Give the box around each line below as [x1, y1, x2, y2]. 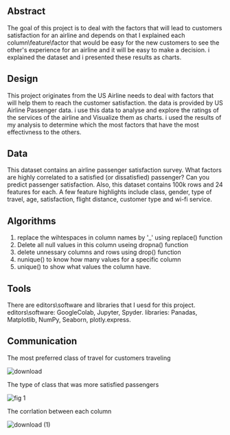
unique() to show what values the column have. [16, 263, 152, 271]
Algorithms [7, 215, 56, 226]
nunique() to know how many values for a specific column [16, 255, 181, 264]
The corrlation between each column [7, 407, 112, 415]
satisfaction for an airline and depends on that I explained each [7, 31, 185, 39]
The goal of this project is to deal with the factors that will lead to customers [7, 23, 222, 32]
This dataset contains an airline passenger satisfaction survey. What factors [7, 166, 222, 174]
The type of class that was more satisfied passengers [7, 380, 159, 388]
